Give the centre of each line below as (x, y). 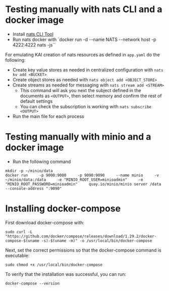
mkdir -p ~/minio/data (29, 171)
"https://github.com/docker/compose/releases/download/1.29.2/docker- (81, 236)
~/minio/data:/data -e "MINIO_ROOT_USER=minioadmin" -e (74, 180)
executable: (17, 255)
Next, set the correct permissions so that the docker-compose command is (83, 250)
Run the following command (42, 161)
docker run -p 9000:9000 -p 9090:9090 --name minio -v (82, 175)
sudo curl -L (19, 232)
